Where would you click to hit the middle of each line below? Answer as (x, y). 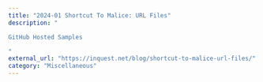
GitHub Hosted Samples (45, 37)
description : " (33, 23)
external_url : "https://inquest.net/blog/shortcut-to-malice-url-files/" (132, 59)
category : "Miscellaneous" (53, 66)
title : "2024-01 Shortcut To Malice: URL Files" (90, 15)
